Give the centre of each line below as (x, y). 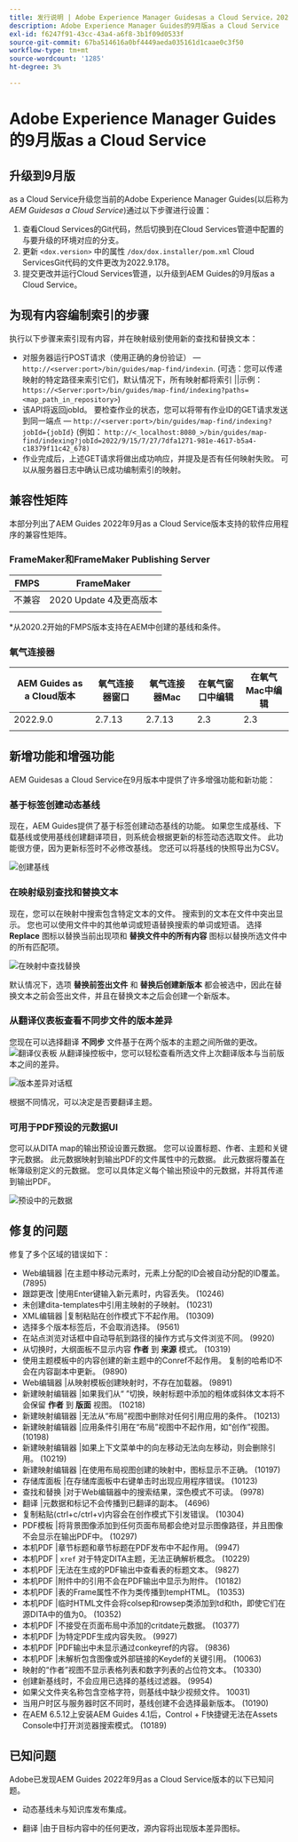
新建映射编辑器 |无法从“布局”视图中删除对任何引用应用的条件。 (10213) (151, 1415)
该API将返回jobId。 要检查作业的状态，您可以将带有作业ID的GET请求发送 (155, 409)
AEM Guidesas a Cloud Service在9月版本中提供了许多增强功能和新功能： (142, 780)
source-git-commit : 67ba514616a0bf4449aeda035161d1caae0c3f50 (126, 42)
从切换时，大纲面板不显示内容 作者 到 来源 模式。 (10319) (126, 1349)
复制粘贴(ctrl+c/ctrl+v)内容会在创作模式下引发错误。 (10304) (133, 1514)
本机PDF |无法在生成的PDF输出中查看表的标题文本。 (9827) (130, 1569)
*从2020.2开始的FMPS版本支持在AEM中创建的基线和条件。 (118, 627)
